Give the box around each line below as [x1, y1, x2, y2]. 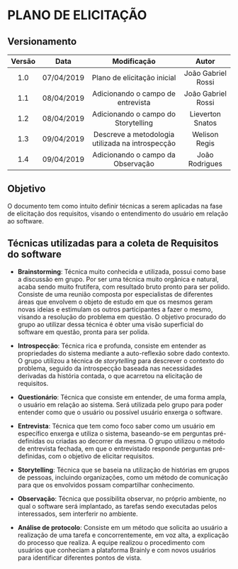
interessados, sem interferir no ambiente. [17, 509, 138, 518]
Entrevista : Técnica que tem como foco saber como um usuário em [17, 421, 215, 430]
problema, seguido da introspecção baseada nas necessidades [17, 364, 203, 372]
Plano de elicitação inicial [91, 73, 176, 82]
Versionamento [7, 35, 77, 48]
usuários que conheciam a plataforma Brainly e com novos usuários [17, 546, 216, 554]
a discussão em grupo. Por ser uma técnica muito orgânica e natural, [17, 275, 220, 283]
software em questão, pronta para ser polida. [17, 327, 150, 336]
